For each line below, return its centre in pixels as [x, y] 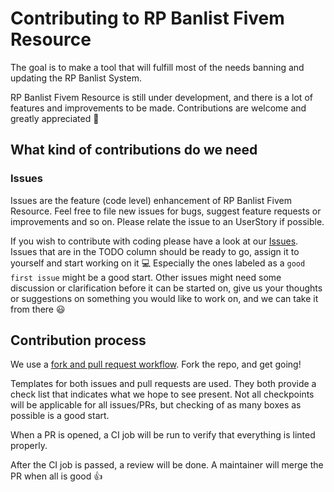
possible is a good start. [60, 416]
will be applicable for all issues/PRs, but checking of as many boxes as [156, 405]
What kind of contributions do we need [134, 150]
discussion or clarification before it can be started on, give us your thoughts [166, 288]
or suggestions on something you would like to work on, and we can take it [164, 298]
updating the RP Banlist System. [76, 78]
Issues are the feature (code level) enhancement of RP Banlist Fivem [151, 200]
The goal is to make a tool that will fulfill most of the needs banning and [157, 67]
